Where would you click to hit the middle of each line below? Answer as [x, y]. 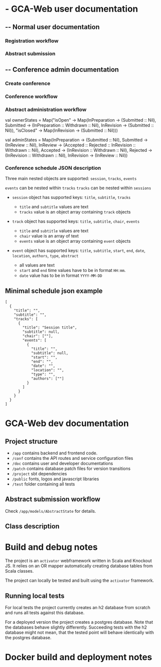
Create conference [28, 83]
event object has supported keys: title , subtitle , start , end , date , [79, 251]
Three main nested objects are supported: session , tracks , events [71, 179]
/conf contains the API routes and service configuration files [72, 458]
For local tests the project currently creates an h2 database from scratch [78, 608]
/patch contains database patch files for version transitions [71, 469]
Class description [32, 526]
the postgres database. [28, 638]
